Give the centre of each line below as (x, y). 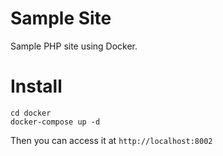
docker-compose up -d (55, 122)
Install (36, 86)
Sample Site (61, 18)
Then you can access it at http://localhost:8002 (111, 140)
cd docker (31, 113)
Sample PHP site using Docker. (74, 46)
